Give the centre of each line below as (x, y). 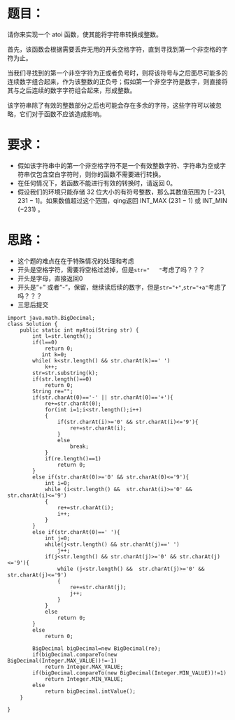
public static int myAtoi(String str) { (79, 330)
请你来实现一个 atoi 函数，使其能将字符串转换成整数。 (85, 34)
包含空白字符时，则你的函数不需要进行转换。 (100, 174)
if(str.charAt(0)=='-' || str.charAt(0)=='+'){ (103, 397)
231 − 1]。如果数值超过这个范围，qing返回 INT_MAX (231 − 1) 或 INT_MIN (122, 200)
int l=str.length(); (62, 336)
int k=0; (55, 354)
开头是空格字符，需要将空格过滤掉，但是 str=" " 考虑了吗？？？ (111, 269)
